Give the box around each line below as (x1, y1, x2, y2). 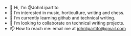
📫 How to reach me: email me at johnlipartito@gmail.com (9, 26, 126, 31)
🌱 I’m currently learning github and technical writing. (9, 15, 116, 20)
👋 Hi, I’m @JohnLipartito (9, 5, 59, 10)
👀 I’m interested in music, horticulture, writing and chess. (9, 10, 125, 16)
